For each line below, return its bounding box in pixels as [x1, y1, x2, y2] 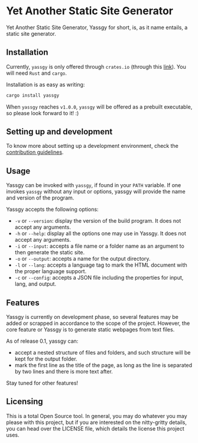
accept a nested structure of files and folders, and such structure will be [14, 349, 191, 356]
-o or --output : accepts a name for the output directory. [14, 255, 151, 262]
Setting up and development [6, 126, 113, 137]
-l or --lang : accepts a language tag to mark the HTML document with [14, 261, 187, 268]
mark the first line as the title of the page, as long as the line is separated [14, 362, 193, 369]
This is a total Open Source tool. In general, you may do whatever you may [6, 412, 187, 419]
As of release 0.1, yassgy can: [6, 337, 79, 345]
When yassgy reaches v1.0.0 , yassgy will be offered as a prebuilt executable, [6, 103, 193, 110]
